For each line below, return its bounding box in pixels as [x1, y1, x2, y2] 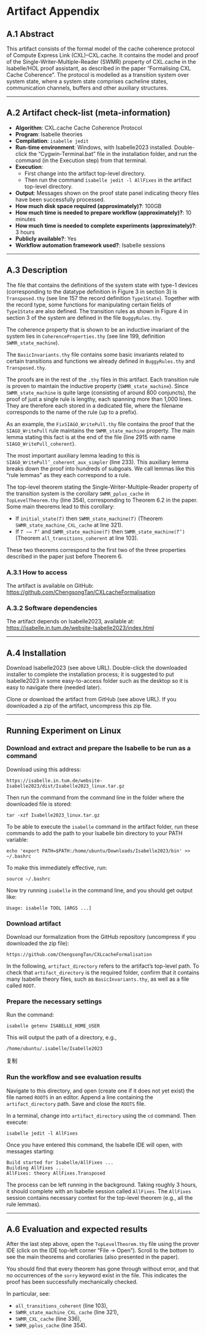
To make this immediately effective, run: [6, 864, 107, 871]
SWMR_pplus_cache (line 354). [15, 1321, 87, 1329]
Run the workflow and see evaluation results [6, 1073, 142, 1081]
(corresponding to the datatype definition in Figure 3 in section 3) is [6, 287, 178, 295]
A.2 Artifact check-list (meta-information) [6, 107, 170, 118]
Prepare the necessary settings [6, 997, 102, 1005]
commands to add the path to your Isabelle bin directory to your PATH [6, 829, 183, 836]
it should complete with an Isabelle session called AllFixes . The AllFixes [6, 1187, 191, 1195]
